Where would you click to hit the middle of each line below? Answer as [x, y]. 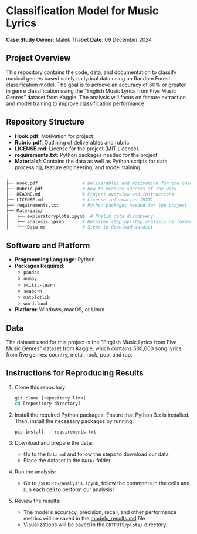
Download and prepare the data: [54, 443]
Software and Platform [48, 245]
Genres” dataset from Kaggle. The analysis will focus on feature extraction [96, 97]
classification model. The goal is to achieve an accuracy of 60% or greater [96, 85]
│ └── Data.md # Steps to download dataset [80, 227]
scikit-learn [39, 285]
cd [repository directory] [47, 404]
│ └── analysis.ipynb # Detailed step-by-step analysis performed [99, 221]
